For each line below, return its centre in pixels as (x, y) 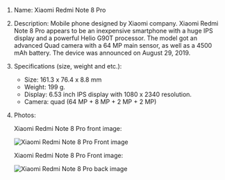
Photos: (25, 115)
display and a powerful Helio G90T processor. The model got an (106, 38)
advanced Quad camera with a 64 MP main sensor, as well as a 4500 (113, 45)
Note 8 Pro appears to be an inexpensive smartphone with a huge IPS (113, 31)
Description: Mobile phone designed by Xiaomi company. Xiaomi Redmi (116, 23)
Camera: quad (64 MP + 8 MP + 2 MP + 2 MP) (90, 102)
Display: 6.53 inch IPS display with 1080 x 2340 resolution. (108, 94)
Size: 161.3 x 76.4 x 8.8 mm (63, 80)
